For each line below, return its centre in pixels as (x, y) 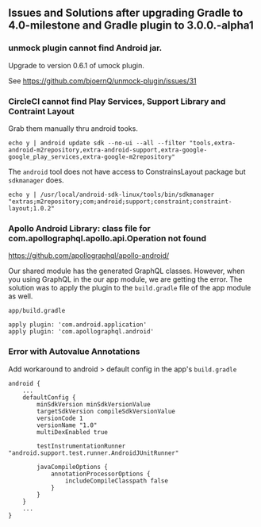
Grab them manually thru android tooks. (73, 128)
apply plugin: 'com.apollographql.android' (81, 332)
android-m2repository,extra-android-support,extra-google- (108, 150)
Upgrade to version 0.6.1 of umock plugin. (76, 65)
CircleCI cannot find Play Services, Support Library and (117, 101)
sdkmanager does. (36, 180)
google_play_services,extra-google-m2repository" (92, 157)
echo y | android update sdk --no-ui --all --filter (97, 143)
